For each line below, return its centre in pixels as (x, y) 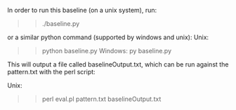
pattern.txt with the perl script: (52, 72)
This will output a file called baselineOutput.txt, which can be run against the (118, 64)
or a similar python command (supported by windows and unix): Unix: (108, 37)
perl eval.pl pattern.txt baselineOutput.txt (101, 99)
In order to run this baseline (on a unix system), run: (82, 10)
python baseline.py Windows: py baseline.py (107, 51)
